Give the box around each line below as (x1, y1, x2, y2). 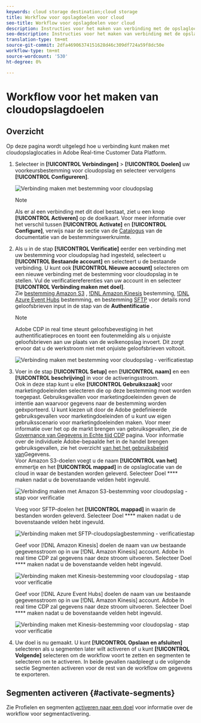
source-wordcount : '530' (6, 53, 68, 59)
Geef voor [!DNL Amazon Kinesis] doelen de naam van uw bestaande (14, 542, 187, 549)
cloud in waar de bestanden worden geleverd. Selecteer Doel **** (14, 470, 178, 477)
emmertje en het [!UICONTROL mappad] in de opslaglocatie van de (14, 463, 182, 470)
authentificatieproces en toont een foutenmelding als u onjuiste (14, 332, 171, 339)
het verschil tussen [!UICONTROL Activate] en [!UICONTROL (14, 220, 167, 228)
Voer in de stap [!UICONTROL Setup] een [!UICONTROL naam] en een (14, 368, 190, 375)
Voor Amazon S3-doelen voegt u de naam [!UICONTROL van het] (14, 456, 178, 464)
